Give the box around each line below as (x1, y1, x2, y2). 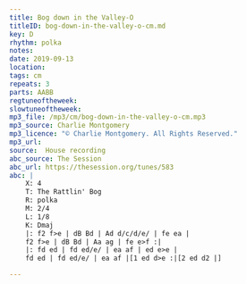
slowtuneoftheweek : (9, 104, 82, 113)
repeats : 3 (9, 79, 50, 88)
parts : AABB (9, 88, 54, 96)
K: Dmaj (25, 221, 54, 230)
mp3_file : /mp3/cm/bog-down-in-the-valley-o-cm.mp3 (9, 113, 206, 121)
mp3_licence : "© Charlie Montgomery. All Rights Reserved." (9, 129, 239, 138)
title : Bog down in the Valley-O (9, 13, 134, 22)
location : (9, 63, 47, 72)
